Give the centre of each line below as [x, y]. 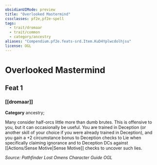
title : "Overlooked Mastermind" [38, 14]
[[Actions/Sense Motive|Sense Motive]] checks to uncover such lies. [74, 148]
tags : [10, 23]
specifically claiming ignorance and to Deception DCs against [67, 143]
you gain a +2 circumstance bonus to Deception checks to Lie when [73, 138]
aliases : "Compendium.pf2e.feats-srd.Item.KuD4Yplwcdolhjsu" [68, 41]
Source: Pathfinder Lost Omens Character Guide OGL [59, 157]
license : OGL [18, 46]
